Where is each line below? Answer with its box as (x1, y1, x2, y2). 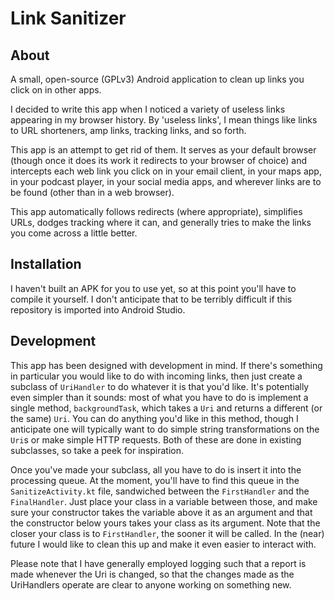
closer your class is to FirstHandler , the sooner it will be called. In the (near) (10, 527, 325, 539)
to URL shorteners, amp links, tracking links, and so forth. (10, 125, 247, 136)
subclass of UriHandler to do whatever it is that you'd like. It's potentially (10, 380, 310, 392)
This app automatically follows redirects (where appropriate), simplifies (10, 206, 303, 217)
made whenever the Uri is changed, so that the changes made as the (10, 568, 295, 580)
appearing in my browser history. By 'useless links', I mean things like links (10, 114, 318, 126)
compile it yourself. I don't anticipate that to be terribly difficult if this (10, 293, 293, 305)
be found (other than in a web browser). (10, 187, 175, 198)
